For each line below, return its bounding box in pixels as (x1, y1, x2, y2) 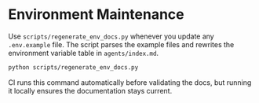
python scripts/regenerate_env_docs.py (8, 63, 139, 72)
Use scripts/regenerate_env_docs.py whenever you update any (8, 31, 214, 41)
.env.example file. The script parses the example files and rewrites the (8, 39, 235, 49)
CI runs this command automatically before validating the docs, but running (8, 77, 252, 87)
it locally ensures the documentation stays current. (8, 86, 173, 95)
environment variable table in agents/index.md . (8, 48, 159, 57)
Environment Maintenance (8, 6, 184, 24)
